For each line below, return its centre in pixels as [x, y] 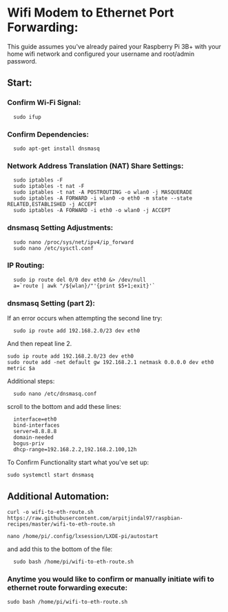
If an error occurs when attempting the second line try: [85, 318]
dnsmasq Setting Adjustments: [60, 228]
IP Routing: [26, 265]
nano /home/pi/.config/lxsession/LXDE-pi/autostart [83, 536]
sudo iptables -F [38, 180]
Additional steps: [31, 381]
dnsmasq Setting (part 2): [51, 303]
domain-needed [33, 438]
